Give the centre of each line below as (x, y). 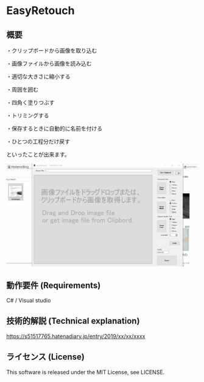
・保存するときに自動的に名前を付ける (54, 128)
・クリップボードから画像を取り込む (52, 50)
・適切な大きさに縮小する (38, 76)
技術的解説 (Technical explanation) (73, 321)
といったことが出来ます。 (38, 154)
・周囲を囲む (22, 90)
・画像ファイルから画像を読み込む (49, 64)
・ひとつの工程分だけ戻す (38, 141)
